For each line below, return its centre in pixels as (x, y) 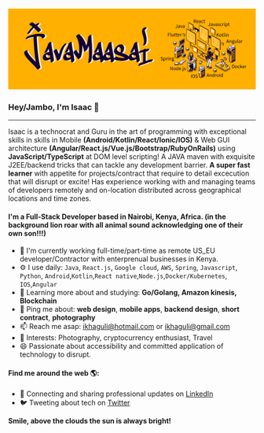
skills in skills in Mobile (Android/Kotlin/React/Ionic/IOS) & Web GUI (119, 140)
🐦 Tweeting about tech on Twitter (75, 402)
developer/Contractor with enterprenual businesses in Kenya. (119, 259)
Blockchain (38, 301)
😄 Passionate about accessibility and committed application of (121, 346)
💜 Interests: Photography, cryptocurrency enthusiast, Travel (116, 338)
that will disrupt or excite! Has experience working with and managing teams (132, 182)
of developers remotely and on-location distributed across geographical (125, 191)
